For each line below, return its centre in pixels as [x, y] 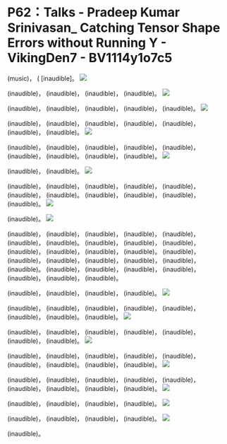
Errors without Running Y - [87, 43]
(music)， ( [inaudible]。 [43, 78]
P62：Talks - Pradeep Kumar [94, 12]
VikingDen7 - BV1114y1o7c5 [90, 58]
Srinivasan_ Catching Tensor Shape [114, 28]
